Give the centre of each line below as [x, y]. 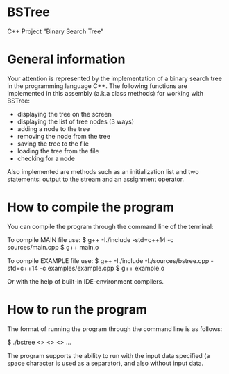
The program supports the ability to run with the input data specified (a [109, 355]
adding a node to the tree [53, 128]
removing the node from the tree [64, 136]
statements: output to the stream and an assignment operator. [96, 179]
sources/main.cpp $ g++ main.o [53, 247]
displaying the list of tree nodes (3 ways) [75, 121]
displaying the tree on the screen [65, 114]
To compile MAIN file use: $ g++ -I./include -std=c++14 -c [91, 239]
